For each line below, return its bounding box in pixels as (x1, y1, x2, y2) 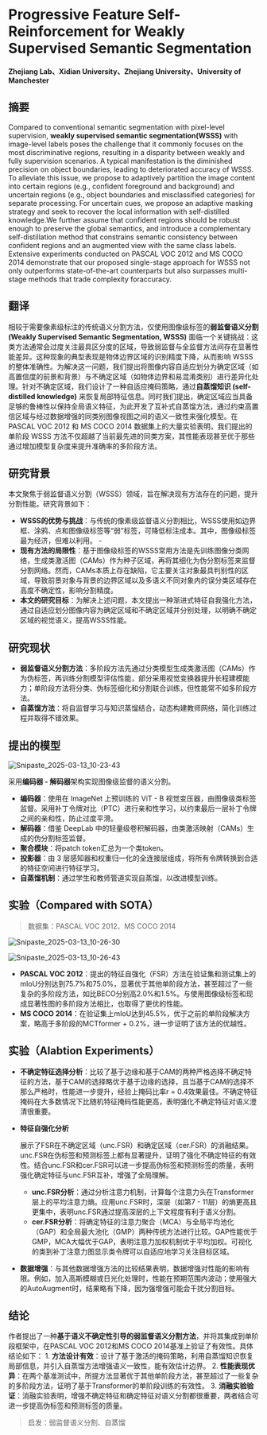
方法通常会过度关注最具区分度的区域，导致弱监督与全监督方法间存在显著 (14, 342, 252, 351)
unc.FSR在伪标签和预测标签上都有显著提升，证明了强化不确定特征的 (19, 1150, 242, 1160)
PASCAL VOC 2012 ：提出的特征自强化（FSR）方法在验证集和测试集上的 (19, 968, 257, 979)
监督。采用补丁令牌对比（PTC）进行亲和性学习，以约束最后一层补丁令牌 (19, 804, 257, 813)
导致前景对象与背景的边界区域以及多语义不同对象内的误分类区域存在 (33, 576, 257, 585)
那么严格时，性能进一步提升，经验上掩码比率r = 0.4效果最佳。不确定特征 (19, 1087, 258, 1096)
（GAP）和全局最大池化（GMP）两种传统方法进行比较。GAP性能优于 (31, 1227, 258, 1236)
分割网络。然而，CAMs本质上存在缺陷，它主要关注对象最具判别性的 (19, 566, 242, 576)
